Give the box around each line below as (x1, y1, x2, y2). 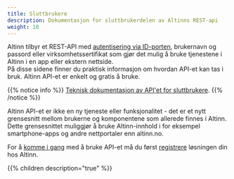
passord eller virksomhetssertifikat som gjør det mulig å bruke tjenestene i (7, 50, 223, 58)
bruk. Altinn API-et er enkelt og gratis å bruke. (7, 72, 141, 81)
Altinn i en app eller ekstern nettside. (7, 58, 114, 66)
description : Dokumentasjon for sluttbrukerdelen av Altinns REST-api (7, 17, 219, 24)
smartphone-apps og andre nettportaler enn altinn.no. (7, 129, 164, 138)
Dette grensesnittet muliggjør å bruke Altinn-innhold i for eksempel (7, 122, 200, 131)
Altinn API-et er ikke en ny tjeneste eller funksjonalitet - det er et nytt (7, 107, 206, 116)
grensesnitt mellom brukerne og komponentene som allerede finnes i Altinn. (7, 114, 227, 123)
